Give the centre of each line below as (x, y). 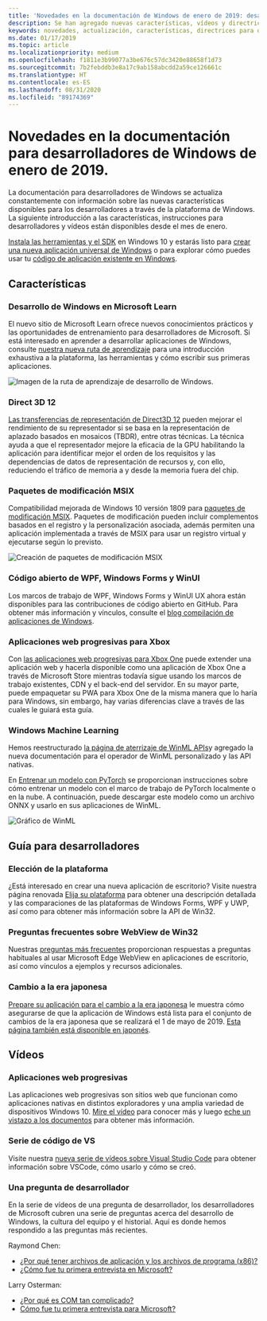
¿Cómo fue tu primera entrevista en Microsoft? (96, 1269)
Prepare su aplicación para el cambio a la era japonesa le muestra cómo (126, 1004)
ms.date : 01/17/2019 (43, 38)
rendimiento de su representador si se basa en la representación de (119, 428)
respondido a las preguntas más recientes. (78, 1230)
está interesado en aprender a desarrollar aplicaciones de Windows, (120, 340)
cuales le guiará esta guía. (51, 710)
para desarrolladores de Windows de (132, 153)
